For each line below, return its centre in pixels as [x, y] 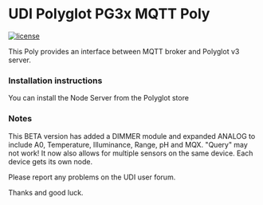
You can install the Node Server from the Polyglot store [99, 98]
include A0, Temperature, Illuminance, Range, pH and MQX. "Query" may [128, 144]
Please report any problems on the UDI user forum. [92, 177]
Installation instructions [55, 81]
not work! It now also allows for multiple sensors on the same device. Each [131, 153]
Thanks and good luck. [46, 192]
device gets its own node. [51, 161]
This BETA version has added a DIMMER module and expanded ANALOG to [132, 136]
